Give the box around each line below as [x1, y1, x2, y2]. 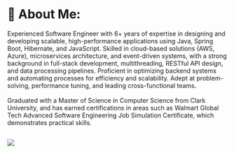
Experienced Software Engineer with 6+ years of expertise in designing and [7, 29, 226, 38]
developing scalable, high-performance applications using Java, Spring [7, 36, 214, 45]
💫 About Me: [7, 6, 81, 22]
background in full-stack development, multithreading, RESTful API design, [7, 59, 223, 67]
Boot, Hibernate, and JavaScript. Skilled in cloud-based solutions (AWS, [7, 44, 215, 52]
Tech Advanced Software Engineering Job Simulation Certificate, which [7, 111, 214, 119]
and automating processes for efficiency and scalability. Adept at [7, 73, 195, 82]
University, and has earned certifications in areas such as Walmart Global [7, 103, 219, 112]
